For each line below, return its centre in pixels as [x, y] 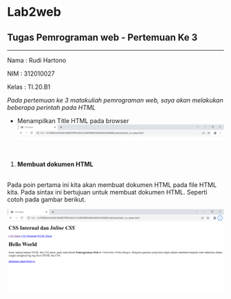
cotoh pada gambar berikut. [46, 199]
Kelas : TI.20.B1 [29, 87]
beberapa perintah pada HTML [52, 108]
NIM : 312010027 [31, 74]
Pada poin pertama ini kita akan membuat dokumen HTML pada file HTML [112, 185]
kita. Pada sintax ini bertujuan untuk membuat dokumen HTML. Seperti [107, 192]
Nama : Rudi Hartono [37, 60]
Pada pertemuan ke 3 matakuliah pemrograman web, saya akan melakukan [115, 100]
